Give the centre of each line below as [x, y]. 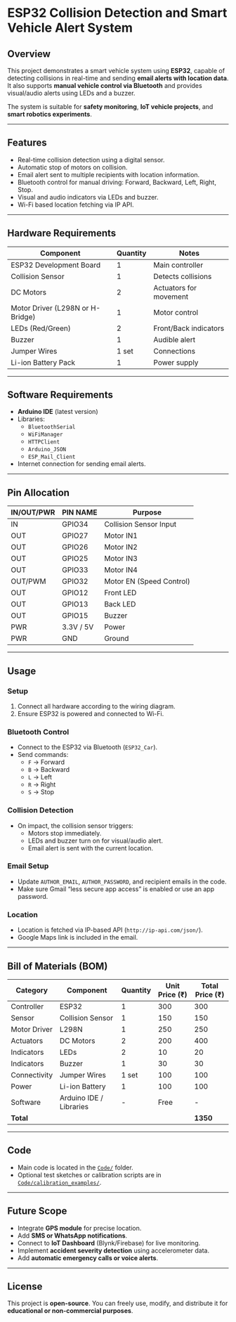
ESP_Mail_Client [52, 457]
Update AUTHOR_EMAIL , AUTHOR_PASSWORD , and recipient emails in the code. [122, 881]
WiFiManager [45, 435]
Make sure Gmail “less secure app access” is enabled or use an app [116, 889]
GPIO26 [75, 547]
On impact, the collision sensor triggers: [75, 825]
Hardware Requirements [62, 233]
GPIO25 [75, 559]
